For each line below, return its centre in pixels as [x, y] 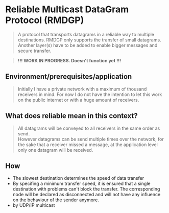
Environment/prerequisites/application [69, 77]
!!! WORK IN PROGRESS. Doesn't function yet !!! [69, 60]
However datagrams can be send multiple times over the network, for [91, 139]
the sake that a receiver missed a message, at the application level [88, 145]
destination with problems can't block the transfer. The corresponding [86, 189]
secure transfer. [34, 51]
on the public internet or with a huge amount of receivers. [78, 100]
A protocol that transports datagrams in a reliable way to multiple [86, 34]
